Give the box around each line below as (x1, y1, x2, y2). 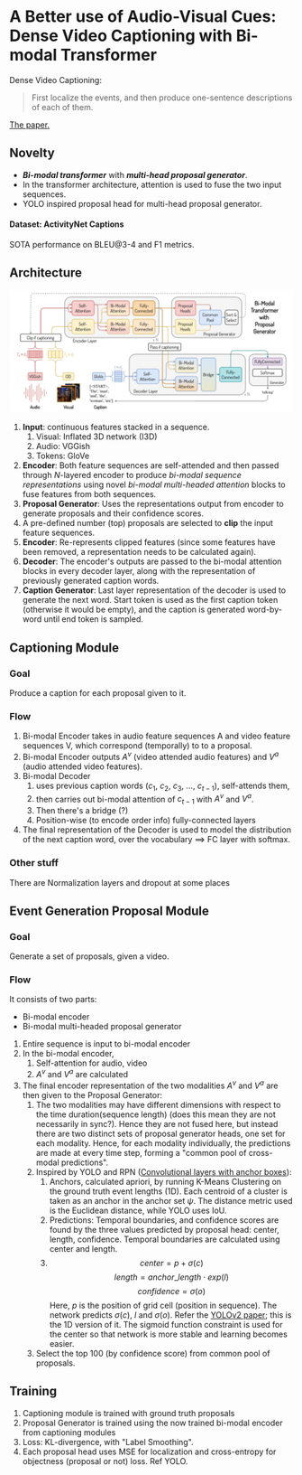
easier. (49, 1338, 75, 1348)
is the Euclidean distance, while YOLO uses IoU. (49, 1205, 227, 1216)
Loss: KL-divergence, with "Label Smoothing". (22, 1436, 194, 1447)
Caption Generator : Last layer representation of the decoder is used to (22, 585, 287, 596)
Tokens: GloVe (35, 450, 90, 462)
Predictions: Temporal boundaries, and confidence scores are (49, 1214, 279, 1226)
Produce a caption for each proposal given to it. (9, 688, 187, 698)
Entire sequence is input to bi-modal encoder (22, 1038, 191, 1049)
